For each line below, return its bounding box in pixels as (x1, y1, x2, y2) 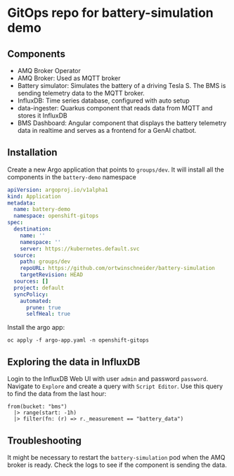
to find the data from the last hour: (7, 390, 107, 398)
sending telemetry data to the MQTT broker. (17, 89, 145, 97)
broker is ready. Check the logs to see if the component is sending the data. (7, 461, 227, 469)
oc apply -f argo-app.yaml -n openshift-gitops (7, 337, 150, 344)
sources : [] (13, 278, 49, 285)
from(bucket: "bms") (7, 403, 68, 411)
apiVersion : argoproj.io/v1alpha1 (7, 186, 109, 193)
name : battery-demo (13, 206, 71, 213)
